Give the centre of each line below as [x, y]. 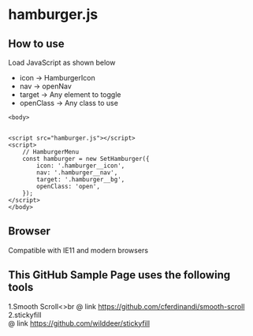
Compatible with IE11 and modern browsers [78, 250]
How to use [36, 44]
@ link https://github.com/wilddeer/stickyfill [79, 323]
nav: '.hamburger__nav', [77, 173]
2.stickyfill [25, 315]
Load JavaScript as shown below [62, 62]
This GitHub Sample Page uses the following [119, 275]
